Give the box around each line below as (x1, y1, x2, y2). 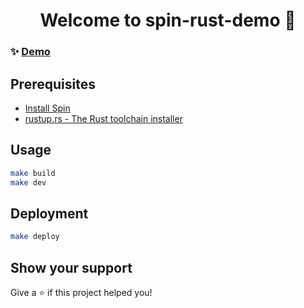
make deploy (10, 232, 60, 242)
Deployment (10, 205, 89, 222)
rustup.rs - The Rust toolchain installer (24, 112, 183, 124)
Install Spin (24, 102, 71, 114)
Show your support (10, 259, 133, 276)
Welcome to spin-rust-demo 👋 (39, 9, 297, 32)
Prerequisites (10, 75, 96, 93)
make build (10, 168, 56, 178)
